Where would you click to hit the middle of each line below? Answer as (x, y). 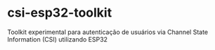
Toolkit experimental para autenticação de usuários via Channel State (108, 32)
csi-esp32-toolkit (60, 13)
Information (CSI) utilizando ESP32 (57, 39)
